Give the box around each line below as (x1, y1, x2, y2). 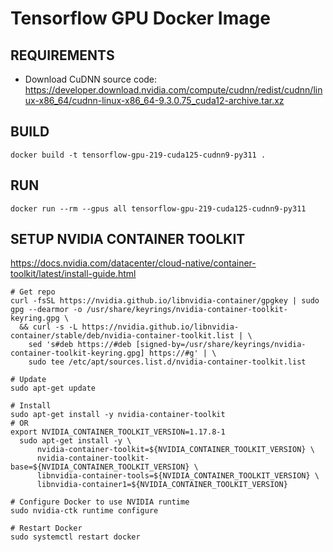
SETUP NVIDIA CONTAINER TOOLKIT (10, 231, 246, 248)
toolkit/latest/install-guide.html (10, 268, 137, 280)
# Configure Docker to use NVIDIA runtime (10, 497, 190, 507)
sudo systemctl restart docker (10, 532, 141, 542)
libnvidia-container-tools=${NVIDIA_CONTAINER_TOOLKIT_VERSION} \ (36, 471, 320, 481)
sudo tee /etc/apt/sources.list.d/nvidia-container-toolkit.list (28, 357, 307, 367)
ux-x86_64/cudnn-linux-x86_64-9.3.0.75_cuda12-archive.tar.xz (24, 95, 285, 106)
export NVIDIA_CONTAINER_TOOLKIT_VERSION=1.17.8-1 (10, 427, 226, 437)
